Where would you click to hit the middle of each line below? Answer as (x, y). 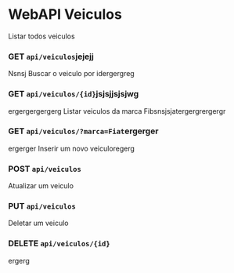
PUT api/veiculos (42, 206)
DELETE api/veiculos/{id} (59, 243)
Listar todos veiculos (42, 36)
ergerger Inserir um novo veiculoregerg (72, 148)
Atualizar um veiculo (41, 186)
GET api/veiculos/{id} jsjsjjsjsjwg (74, 94)
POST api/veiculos (45, 169)
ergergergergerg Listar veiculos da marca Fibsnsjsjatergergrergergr (117, 111)
